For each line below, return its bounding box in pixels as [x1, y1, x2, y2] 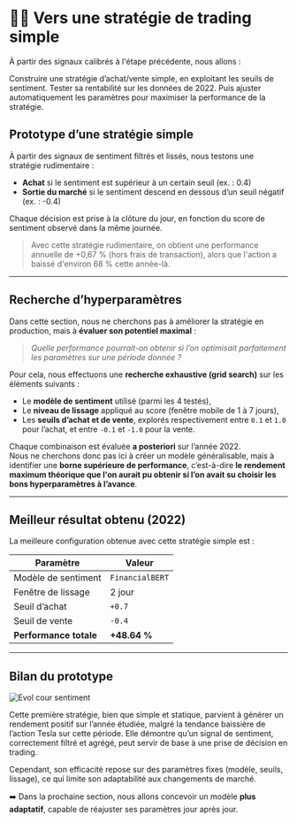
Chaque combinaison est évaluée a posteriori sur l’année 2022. [9, 441, 241, 451]
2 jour [110, 586, 135, 598]
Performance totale [13, 629, 97, 642]
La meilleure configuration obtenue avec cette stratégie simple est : [9, 535, 255, 547]
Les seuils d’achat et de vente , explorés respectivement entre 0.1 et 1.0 [21, 414, 287, 425]
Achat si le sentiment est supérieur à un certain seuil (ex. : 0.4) [21, 177, 252, 188]
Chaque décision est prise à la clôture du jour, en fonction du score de [9, 212, 265, 224]
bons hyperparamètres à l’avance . [9, 478, 138, 489]
